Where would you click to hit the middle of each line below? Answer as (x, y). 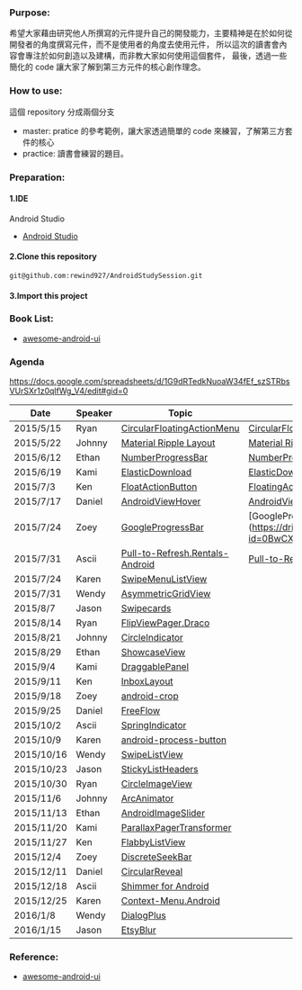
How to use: (36, 91)
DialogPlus (143, 915)
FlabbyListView (153, 842)
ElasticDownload (156, 472)
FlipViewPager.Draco (165, 623)
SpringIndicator (154, 725)
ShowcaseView (153, 652)
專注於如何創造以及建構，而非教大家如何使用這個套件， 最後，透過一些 (156, 56)
